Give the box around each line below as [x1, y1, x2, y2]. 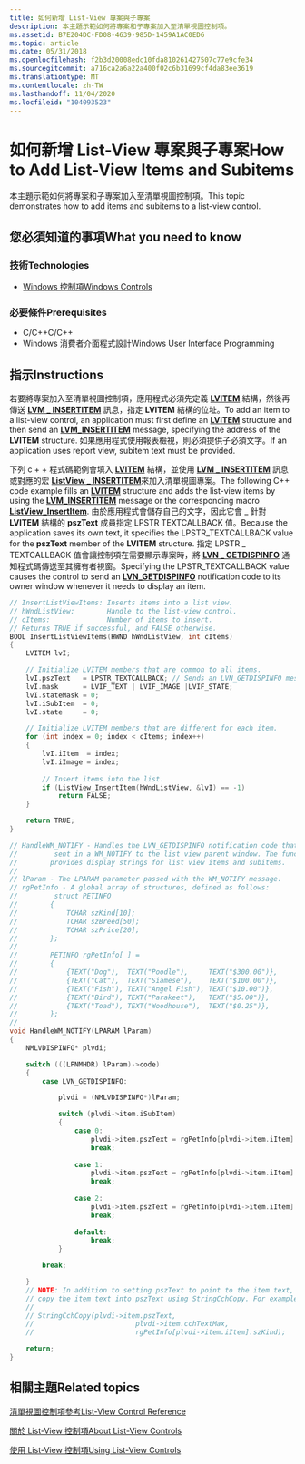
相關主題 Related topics [9, 1380, 141, 1396]
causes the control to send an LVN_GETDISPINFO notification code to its [9, 571, 281, 582]
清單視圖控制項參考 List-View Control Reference [9, 1406, 186, 1417]
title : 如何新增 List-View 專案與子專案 [9, 13, 151, 23]
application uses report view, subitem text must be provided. [9, 446, 236, 457]
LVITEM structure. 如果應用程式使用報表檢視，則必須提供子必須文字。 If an [9, 435, 288, 446]
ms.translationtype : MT [9, 73, 100, 82]
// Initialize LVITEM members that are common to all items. [25, 665, 261, 674]
